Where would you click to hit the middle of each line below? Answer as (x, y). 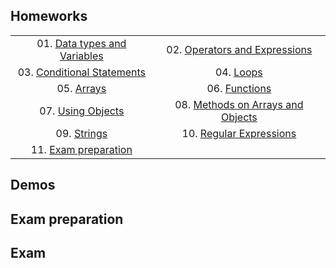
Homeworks (49, 16)
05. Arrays (81, 88)
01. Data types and (81, 43)
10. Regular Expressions (239, 133)
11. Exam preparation (81, 149)
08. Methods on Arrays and (239, 104)
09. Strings (81, 133)
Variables (81, 56)
